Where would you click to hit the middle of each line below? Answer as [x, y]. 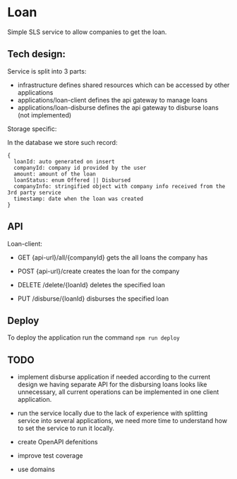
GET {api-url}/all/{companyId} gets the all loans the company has [113, 257]
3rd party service [34, 192]
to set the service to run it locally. [66, 428]
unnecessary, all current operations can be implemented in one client [118, 392]
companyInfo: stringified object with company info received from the [120, 186]
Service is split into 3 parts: [47, 71]
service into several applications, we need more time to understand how [122, 421]
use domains [36, 469]
